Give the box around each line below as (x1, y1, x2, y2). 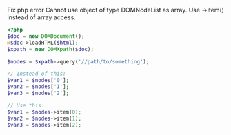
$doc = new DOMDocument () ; (7, 32, 85, 40)
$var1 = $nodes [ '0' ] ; (7, 77, 70, 84)
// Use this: (7, 102, 45, 109)
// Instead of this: (7, 70, 67, 78)
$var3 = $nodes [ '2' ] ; (7, 90, 70, 96)
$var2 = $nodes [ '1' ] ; (7, 83, 70, 90)
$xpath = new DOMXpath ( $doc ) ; (7, 45, 94, 52)
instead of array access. (7, 13, 76, 21)
